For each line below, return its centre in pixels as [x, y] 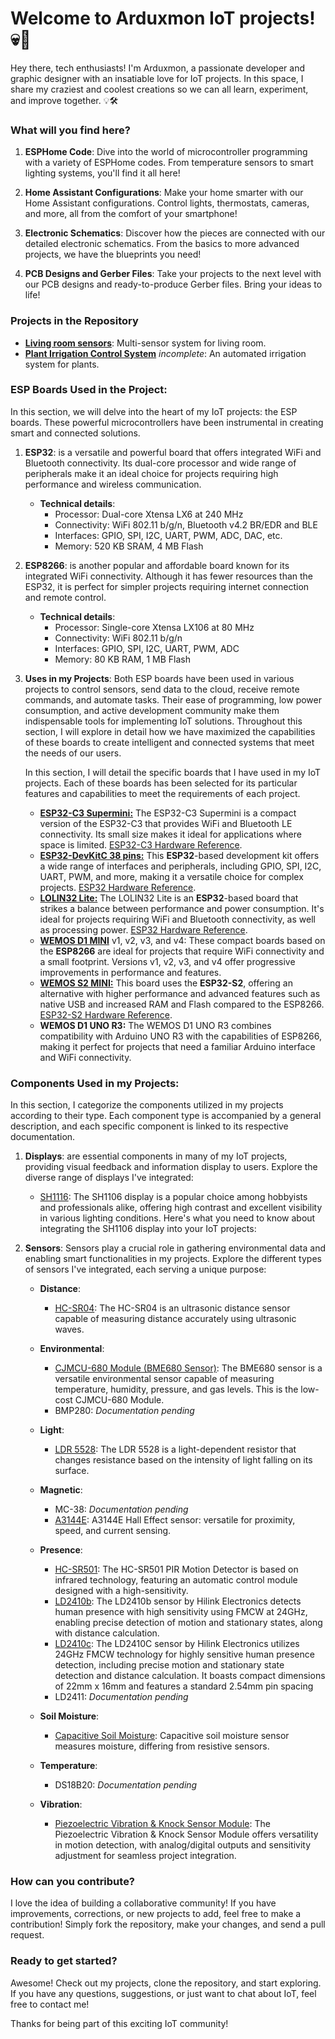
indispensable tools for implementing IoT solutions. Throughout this [163, 721]
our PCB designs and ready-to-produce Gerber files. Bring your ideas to [173, 284]
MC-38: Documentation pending [121, 1509]
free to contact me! [50, 2004]
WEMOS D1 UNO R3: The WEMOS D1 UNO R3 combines [155, 1025]
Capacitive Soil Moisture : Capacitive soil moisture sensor [172, 1736]
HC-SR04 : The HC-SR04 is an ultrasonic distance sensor [172, 1308]
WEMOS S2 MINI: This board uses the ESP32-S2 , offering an [166, 983]
